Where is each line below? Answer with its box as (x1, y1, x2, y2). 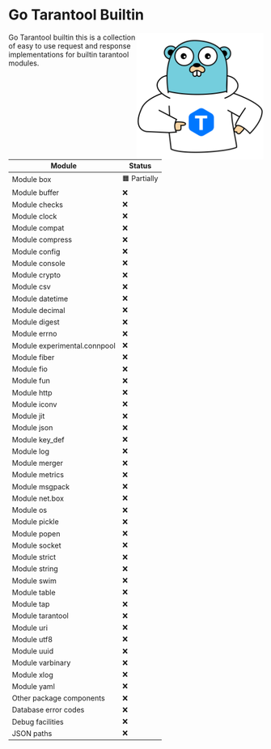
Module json (11, 423, 53, 433)
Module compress (11, 235, 73, 244)
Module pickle (11, 517, 59, 527)
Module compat (11, 223, 65, 233)
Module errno (11, 329, 58, 339)
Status (129, 161, 152, 171)
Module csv (11, 281, 51, 292)
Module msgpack (11, 481, 70, 491)
